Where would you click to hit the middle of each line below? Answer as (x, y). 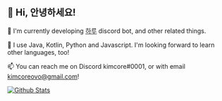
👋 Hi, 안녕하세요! (42, 13)
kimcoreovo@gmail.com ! (43, 76)
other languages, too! (38, 52)
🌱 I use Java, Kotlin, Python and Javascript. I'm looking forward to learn (111, 45)
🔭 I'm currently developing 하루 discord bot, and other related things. (107, 31)
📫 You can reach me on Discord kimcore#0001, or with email (96, 66)
